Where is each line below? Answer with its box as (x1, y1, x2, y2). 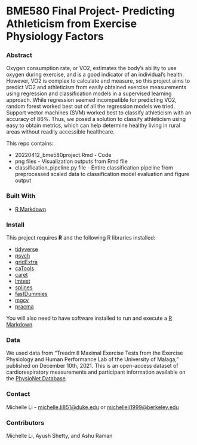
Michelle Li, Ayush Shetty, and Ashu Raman (6, 432, 113, 439)
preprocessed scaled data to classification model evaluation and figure (14, 171, 190, 178)
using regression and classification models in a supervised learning (6, 90, 172, 97)
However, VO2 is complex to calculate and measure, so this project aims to (6, 77, 190, 84)
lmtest (14, 277, 31, 285)
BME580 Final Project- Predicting (6, 4, 175, 18)
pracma (14, 303, 34, 310)
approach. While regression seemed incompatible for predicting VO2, (6, 96, 177, 104)
